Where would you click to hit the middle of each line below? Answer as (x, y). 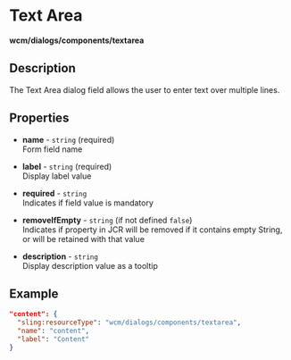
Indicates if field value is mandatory (88, 203)
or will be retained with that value (83, 239)
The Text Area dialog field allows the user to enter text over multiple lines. (145, 89)
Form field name (52, 149)
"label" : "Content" (54, 339)
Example (34, 293)
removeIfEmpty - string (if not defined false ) (107, 220)
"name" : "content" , (54, 331)
